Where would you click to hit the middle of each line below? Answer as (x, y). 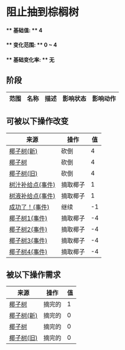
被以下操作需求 (33, 275)
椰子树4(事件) (28, 252)
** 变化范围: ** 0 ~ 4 (32, 45)
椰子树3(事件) (28, 240)
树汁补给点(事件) (32, 184)
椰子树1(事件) (28, 218)
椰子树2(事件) (28, 229)
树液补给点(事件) (32, 196)
